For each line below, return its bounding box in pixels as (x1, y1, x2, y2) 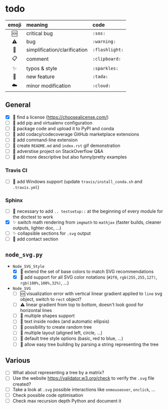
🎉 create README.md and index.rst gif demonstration (12, 142, 121, 149)
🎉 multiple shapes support (20, 313, 75, 319)
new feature (26, 73, 55, 80)
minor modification (26, 82, 71, 89)
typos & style (26, 65, 58, 72)
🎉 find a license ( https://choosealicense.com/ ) (12, 114, 109, 120)
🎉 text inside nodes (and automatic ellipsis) (20, 319, 110, 325)
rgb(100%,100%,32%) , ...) (20, 280, 69, 286)
